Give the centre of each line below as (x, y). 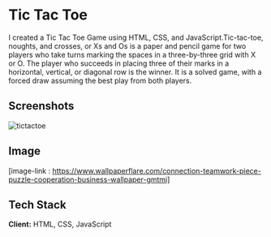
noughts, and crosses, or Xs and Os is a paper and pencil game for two (127, 45)
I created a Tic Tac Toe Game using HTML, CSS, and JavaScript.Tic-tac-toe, (136, 37)
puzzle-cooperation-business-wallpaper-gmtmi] (89, 179)
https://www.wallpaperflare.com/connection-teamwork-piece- (157, 170)
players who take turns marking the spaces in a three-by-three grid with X (132, 54)
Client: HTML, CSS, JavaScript (60, 224)
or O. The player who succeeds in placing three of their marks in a (119, 63)
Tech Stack (37, 205)
